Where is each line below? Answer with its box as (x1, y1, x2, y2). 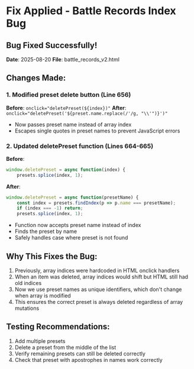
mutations (14, 305, 40, 312)
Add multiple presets (14, 337, 66, 344)
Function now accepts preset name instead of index (14, 222, 141, 229)
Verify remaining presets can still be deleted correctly (14, 350, 146, 357)
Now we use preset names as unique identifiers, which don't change (14, 286, 182, 293)
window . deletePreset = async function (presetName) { (6, 194, 139, 200)
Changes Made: (6, 73, 66, 83)
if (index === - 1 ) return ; (17, 205, 83, 211)
